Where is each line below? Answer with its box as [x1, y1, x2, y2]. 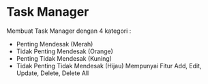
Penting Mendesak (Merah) [16, 40, 93, 48]
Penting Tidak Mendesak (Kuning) [16, 54, 112, 62]
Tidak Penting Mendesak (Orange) [16, 47, 114, 55]
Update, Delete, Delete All [16, 69, 89, 77]
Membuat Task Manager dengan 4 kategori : [6, 27, 132, 35]
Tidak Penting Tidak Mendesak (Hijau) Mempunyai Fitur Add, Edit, [16, 61, 202, 70]
